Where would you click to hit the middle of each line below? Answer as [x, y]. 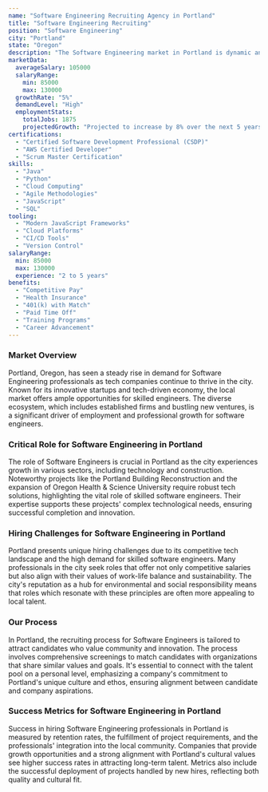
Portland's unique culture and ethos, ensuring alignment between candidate [133, 682]
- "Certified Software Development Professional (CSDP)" [112, 142]
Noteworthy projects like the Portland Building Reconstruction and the [123, 478]
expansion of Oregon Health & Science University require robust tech [122, 487]
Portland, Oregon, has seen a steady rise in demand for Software [115, 373]
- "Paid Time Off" [46, 312]
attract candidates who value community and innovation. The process [123, 648]
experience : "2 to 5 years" [62, 275]
